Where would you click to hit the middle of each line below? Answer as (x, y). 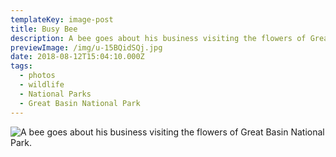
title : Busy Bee (44, 29)
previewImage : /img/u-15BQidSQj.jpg (86, 47)
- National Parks (55, 94)
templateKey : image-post (62, 19)
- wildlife (42, 85)
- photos (37, 76)
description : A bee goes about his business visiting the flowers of (158, 38)
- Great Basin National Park (80, 103)
